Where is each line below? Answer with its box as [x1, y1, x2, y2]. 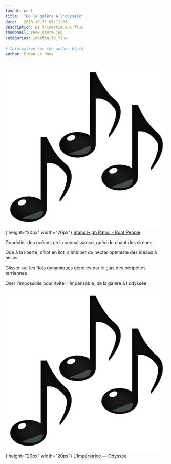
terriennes [5, 270, 27, 276]
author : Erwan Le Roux [5, 51, 54, 57]
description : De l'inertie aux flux [5, 25, 83, 30]
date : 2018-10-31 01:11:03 [5, 19, 68, 24]
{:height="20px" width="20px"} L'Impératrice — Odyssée [5, 453, 127, 459]
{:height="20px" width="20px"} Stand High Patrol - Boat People [5, 229, 141, 235]
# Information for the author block [5, 46, 83, 51]
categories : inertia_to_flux [5, 35, 68, 41]
